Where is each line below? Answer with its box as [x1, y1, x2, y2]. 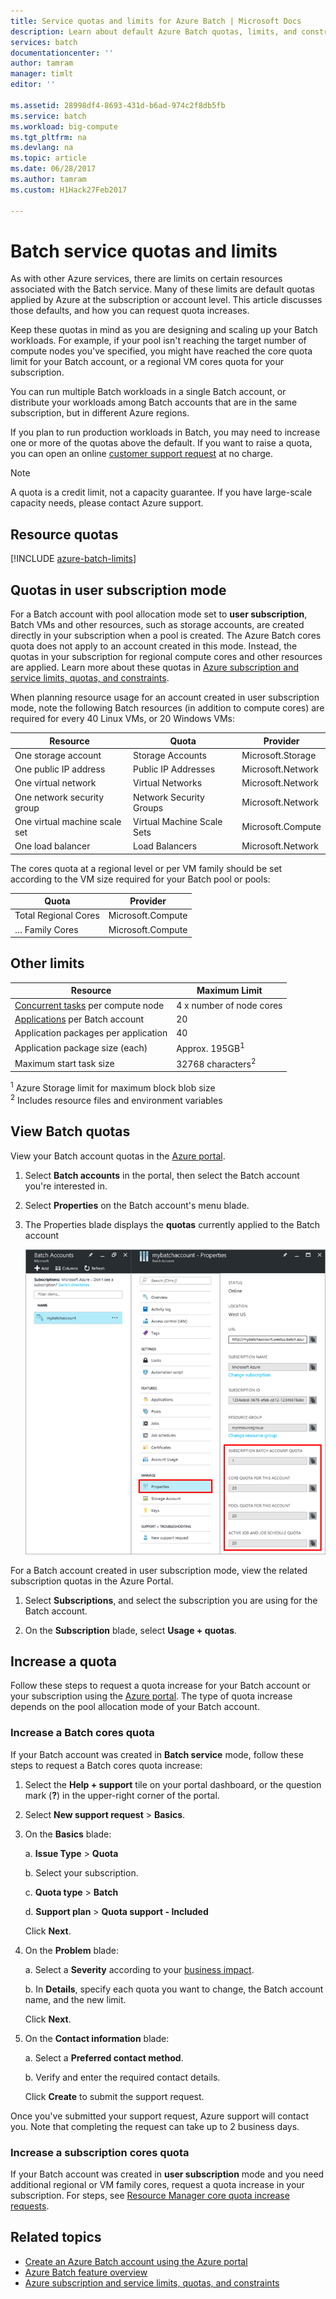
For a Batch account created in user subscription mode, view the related [10, 1564, 308, 1576]
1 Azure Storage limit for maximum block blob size [10, 1080, 216, 1094]
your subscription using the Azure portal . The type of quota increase [10, 1690, 293, 1702]
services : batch [10, 37, 78, 47]
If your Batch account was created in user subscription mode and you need [10, 2168, 325, 2180]
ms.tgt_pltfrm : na [10, 132, 87, 142]
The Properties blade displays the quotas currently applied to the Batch [24, 1218, 321, 1230]
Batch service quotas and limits [10, 240, 278, 262]
